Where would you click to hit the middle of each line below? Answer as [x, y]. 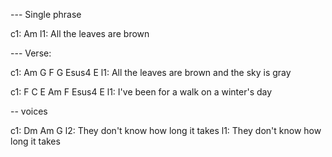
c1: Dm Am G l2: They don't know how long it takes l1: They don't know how [166, 130]
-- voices [29, 111]
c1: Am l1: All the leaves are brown [80, 33]
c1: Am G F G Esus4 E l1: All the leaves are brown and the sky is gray [151, 72]
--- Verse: [31, 53]
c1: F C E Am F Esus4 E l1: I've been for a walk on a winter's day [141, 92]
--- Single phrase [46, 14]
